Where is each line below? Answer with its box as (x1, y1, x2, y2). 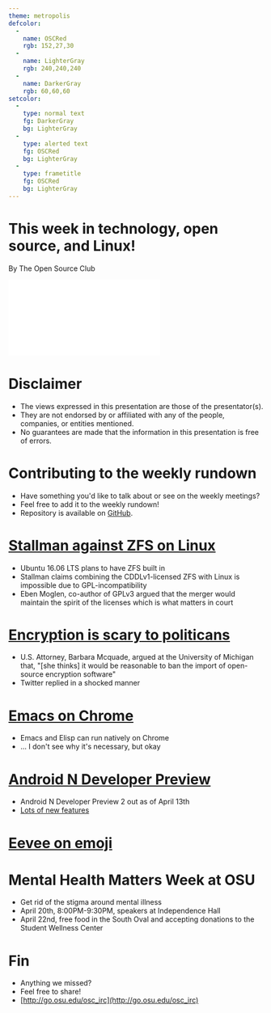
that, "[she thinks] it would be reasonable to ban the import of (19, 661, 227, 671)
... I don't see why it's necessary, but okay (19, 741, 161, 752)
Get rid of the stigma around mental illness (19, 897, 162, 907)
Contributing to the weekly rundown (8, 464, 257, 482)
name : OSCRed (23, 34, 67, 43)
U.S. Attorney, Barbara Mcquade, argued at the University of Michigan (19, 652, 254, 662)
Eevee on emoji (8, 834, 113, 852)
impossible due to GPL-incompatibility (19, 580, 147, 590)
